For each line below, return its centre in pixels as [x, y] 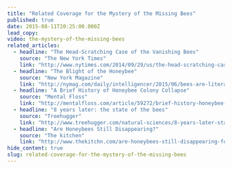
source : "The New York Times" [63, 59]
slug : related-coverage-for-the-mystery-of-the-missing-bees [97, 155]
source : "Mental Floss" [54, 97]
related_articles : [33, 46]
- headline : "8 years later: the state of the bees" [91, 110]
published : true [30, 20]
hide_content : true [35, 148]
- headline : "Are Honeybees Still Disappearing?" [86, 129]
